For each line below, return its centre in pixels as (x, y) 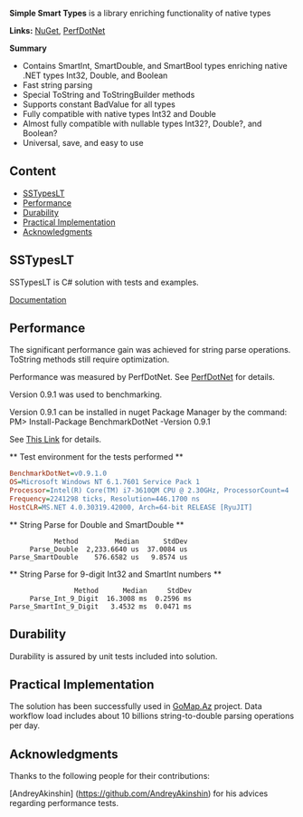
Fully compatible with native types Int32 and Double (119, 114)
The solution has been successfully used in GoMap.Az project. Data (136, 706)
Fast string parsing (57, 85)
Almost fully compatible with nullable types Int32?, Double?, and (142, 123)
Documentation (38, 299)
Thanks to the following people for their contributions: (110, 776)
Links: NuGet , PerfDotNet (57, 30)
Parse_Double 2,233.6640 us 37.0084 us (109, 549)
